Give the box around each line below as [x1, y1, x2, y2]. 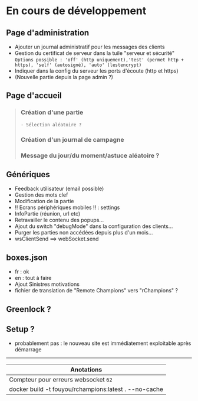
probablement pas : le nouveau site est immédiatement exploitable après [14, 340, 192, 347]
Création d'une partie [20, 108, 84, 116]
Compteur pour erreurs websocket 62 [9, 376, 113, 384]
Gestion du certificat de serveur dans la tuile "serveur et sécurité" [14, 50, 175, 57]
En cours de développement [6, 4, 147, 18]
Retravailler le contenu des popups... [14, 217, 104, 224]
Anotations [70, 366, 102, 374]
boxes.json [6, 252, 48, 262]
